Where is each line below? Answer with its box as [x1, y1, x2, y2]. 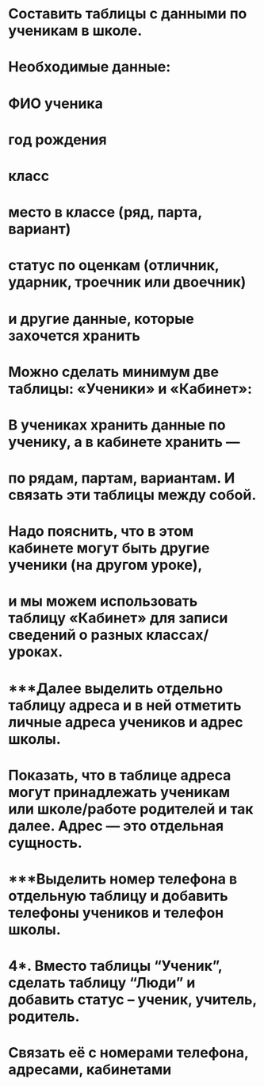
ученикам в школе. [8, 21, 143, 40]
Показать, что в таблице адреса [8, 766, 231, 784]
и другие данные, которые [8, 310, 194, 328]
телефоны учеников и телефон [8, 904, 224, 922]
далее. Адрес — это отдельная [8, 817, 224, 834]
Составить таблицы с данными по [8, 5, 247, 23]
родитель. [8, 1007, 80, 1026]
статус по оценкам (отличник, [8, 256, 220, 275]
